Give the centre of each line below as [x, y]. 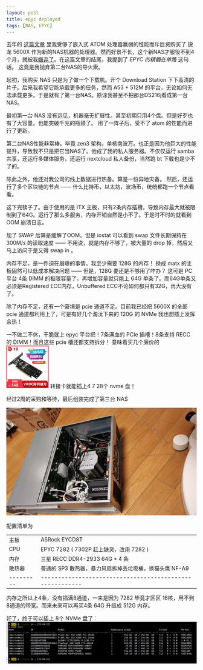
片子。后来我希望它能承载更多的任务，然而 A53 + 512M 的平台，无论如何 [97, 87]
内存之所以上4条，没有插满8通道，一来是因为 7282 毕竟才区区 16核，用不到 [100, 598]
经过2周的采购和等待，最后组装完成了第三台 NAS [67, 399]
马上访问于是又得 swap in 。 [41, 250]
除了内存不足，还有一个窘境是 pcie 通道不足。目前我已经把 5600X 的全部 [97, 307]
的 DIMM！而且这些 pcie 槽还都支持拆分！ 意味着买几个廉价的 [83, 342]
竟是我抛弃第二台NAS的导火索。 [63, 67]
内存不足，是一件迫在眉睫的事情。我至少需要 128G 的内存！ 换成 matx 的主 [99, 263]
